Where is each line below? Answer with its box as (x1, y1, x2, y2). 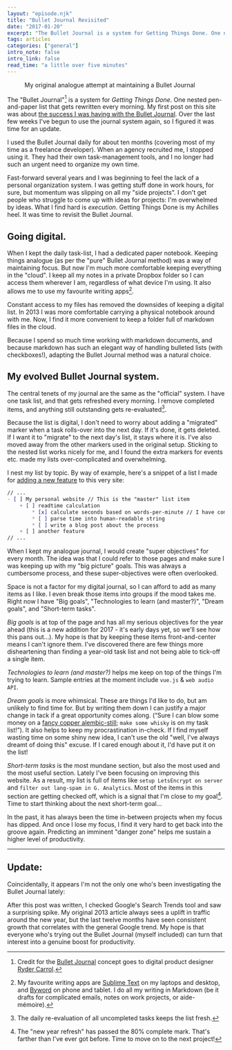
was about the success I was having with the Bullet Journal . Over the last (7, 110, 215, 119)
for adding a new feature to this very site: (7, 476, 124, 484)
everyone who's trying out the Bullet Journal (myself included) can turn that (7, 930, 223, 938)
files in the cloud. (7, 322, 57, 331)
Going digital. (7, 230, 67, 243)
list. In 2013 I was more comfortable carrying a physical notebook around (7, 308, 215, 316)
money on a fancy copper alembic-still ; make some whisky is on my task (7, 719, 209, 727)
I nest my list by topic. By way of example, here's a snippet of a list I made (7, 469, 217, 477)
